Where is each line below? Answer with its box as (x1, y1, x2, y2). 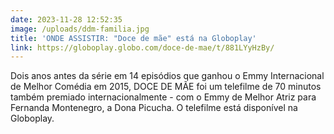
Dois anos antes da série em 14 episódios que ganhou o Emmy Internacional (10, 70, 325, 82)
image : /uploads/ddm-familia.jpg (10, 24, 150, 34)
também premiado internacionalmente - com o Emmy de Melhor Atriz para (10, 91, 317, 103)
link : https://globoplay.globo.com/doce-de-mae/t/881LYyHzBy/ (10, 42, 275, 53)
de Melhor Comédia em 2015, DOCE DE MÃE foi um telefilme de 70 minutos (10, 81, 322, 93)
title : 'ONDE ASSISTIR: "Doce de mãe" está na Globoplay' (10, 33, 257, 43)
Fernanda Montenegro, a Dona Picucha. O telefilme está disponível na (10, 102, 298, 114)
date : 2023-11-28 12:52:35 (10, 14, 123, 25)
